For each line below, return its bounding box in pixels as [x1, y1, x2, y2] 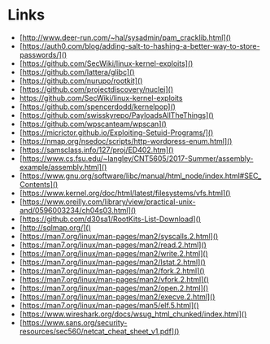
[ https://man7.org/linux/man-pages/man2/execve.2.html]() [19, 291, 216, 302]
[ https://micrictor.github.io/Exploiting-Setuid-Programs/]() [19, 128, 214, 137]
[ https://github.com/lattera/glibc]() [19, 67, 135, 76]
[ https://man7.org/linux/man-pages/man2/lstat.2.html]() [19, 257, 206, 267]
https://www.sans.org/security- [22, 317, 128, 327]
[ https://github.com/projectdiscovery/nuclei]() [19, 84, 174, 94]
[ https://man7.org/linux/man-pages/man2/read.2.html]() [19, 240, 207, 250]
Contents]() [19, 179, 59, 189]
